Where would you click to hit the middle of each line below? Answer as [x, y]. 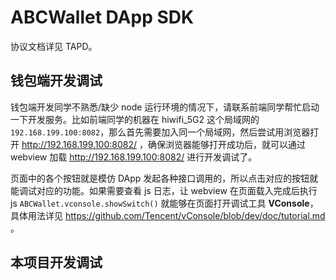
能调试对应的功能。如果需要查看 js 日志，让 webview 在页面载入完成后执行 [164, 190]
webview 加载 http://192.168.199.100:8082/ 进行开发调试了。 [134, 157]
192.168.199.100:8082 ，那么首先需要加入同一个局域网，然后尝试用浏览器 [160, 132]
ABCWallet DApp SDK [102, 17]
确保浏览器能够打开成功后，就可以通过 [226, 144]
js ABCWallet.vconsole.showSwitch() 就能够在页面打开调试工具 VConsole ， [164, 203]
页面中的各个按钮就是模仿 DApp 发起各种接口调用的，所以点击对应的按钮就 [164, 178]
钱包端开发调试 [56, 81]
